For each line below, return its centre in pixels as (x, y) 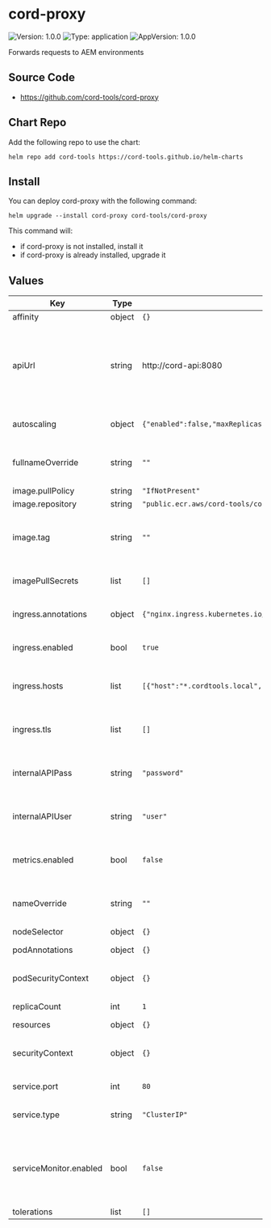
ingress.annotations (50, 614)
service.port (35, 1086)
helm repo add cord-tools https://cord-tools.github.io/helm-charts (126, 157)
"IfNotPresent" (171, 491)
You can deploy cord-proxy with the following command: (103, 201)
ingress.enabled (43, 648)
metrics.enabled (43, 860)
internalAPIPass (42, 773)
